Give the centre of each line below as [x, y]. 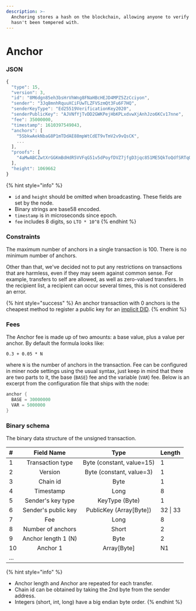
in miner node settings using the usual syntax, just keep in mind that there [95, 371]
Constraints [23, 236]
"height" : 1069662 [34, 168]
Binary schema [28, 426]
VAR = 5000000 [28, 405]
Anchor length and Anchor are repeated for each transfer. [84, 583]
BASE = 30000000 [31, 400]
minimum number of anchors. [41, 256]
